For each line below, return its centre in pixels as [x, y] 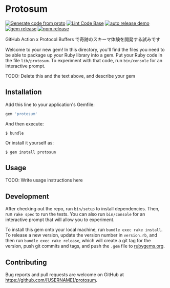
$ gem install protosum [31, 152]
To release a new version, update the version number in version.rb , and [81, 235]
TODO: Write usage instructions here [44, 180]
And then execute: [25, 123]
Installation [24, 92]
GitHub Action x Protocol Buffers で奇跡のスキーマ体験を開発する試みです [83, 39]
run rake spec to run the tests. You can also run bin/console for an [75, 214]
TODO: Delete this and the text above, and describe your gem [70, 76]
